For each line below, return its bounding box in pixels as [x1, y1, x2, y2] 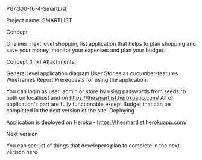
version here [6, 149, 38, 155]
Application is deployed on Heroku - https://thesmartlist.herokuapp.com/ [6, 118, 187, 126]
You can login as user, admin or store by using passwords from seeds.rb [6, 88, 186, 95]
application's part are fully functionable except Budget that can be [6, 100, 171, 108]
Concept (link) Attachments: [6, 58, 77, 65]
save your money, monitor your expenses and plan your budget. [6, 46, 165, 54]
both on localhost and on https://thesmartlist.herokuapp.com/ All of [6, 94, 174, 101]
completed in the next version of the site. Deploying [6, 107, 134, 114]
